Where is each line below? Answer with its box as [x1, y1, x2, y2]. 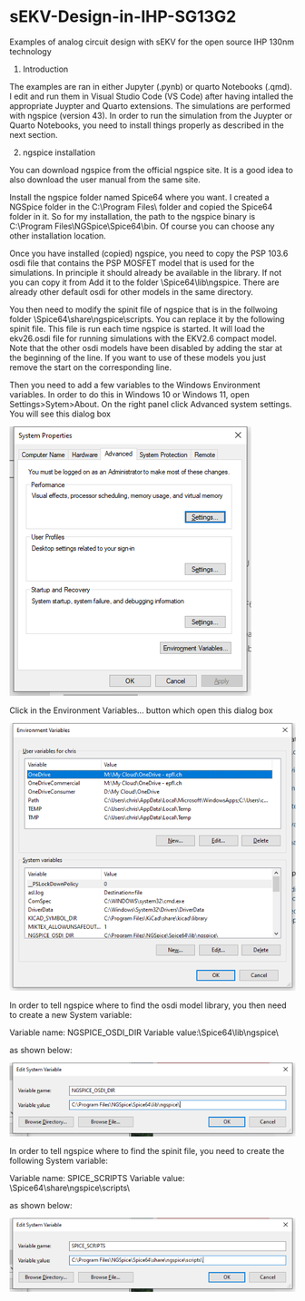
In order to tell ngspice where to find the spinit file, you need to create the [9, 1145, 285, 1156]
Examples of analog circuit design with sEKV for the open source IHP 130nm [9, 36, 295, 47]
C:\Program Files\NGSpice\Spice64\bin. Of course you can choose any [9, 220, 275, 231]
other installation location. [9, 230, 106, 241]
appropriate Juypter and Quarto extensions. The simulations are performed [9, 100, 290, 111]
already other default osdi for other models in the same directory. [9, 286, 254, 297]
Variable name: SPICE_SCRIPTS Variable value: [9, 1172, 185, 1183]
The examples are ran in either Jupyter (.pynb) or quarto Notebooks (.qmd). [9, 81, 292, 92]
